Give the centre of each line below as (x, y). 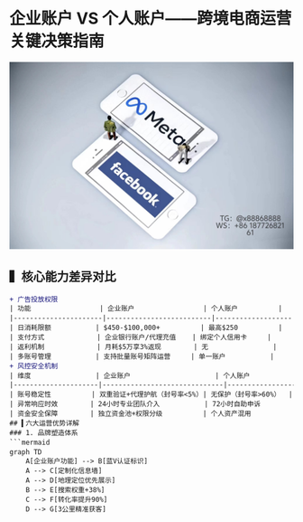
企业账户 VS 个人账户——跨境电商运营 (151, 19)
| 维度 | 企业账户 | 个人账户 (130, 375)
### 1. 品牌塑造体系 (44, 432)
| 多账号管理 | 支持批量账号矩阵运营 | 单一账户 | (142, 356)
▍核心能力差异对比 (63, 277)
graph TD (26, 452)
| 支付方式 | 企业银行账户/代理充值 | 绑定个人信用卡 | (141, 337)
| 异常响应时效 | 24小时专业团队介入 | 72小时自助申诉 (135, 404)
